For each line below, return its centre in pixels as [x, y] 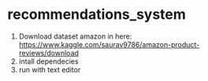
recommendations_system [97, 15]
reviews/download [49, 53]
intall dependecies [49, 61]
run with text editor [50, 69]
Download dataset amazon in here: [75, 36]
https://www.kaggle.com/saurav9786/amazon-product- [109, 44]
